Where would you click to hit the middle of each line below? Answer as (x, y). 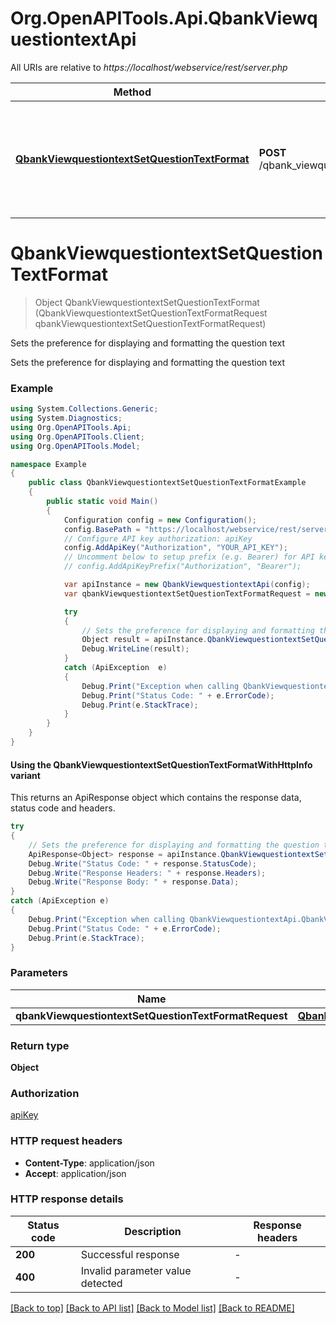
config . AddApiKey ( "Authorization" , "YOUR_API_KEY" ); (175, 548)
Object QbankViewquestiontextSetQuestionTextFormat (147, 302)
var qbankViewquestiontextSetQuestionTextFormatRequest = (187, 593)
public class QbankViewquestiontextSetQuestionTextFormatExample (167, 483)
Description (153, 1231)
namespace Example (48, 464)
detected (101, 1283)
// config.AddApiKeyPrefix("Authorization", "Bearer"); (182, 567)
